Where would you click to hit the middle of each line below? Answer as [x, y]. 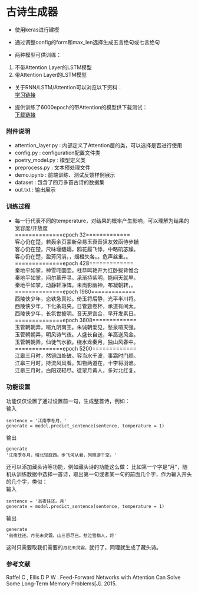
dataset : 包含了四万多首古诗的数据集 [60, 182]
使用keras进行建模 [37, 30]
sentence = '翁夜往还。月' [37, 501]
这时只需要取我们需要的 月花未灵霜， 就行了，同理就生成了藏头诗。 [84, 547]
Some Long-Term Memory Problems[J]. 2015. [62, 584]
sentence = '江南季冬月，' [37, 420]
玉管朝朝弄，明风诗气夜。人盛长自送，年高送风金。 [77, 334]
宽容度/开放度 [31, 228]
